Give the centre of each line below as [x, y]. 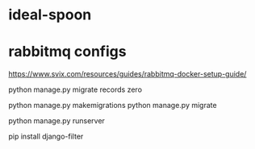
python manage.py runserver [56, 121]
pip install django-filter [46, 137]
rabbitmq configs [67, 52]
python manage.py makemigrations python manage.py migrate [113, 106]
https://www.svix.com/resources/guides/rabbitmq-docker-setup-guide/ [127, 74]
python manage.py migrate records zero [75, 89]
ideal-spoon [50, 15]
